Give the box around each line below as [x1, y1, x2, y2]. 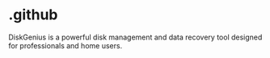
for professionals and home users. [8, 40, 123, 50]
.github [8, 6, 58, 24]
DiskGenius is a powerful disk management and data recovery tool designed [8, 32, 263, 42]
